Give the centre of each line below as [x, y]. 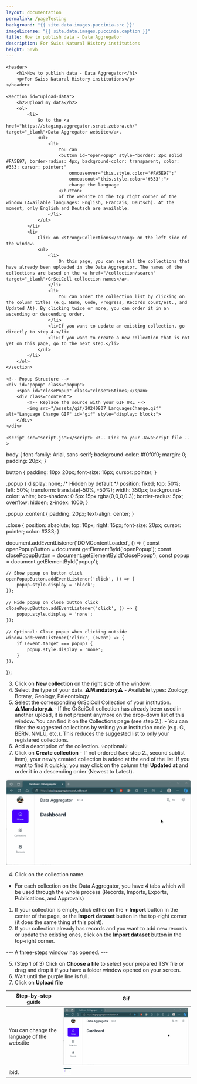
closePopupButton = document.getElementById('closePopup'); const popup [98, 555]
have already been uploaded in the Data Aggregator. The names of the [94, 267]
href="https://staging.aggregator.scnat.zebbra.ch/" [72, 126]
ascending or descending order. [45, 314]
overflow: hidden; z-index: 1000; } [47, 502]
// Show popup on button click [44, 573]
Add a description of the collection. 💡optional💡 [71, 746]
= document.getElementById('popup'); [52, 561]
